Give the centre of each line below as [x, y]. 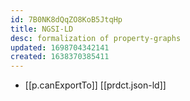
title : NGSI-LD [42, 29]
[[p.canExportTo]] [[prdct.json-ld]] [95, 85]
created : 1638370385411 [60, 57]
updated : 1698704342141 [60, 47]
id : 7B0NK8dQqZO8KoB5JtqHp [66, 19]
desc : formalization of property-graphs [96, 38]
